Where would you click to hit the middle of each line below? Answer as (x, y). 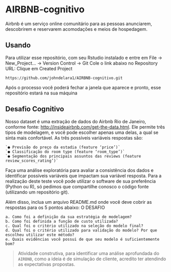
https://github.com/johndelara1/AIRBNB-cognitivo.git (64, 78)
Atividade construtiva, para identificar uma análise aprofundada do (89, 253)
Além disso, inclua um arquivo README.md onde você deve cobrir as (79, 202)
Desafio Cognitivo (35, 109)
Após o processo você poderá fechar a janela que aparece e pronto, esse (83, 87)
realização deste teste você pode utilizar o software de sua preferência (81, 181)
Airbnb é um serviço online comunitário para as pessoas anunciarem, (79, 24)
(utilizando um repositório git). (37, 192)
